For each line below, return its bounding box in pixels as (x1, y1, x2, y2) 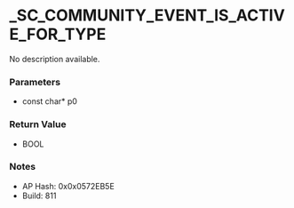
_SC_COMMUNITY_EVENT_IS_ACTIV (9, 5, 286, 26)
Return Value (9, 118, 67, 131)
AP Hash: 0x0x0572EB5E (21, 180, 115, 191)
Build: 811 (21, 190, 57, 201)
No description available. (9, 53, 100, 64)
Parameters (9, 76, 60, 88)
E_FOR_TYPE (9, 24, 107, 44)
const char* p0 (21, 96, 78, 107)
